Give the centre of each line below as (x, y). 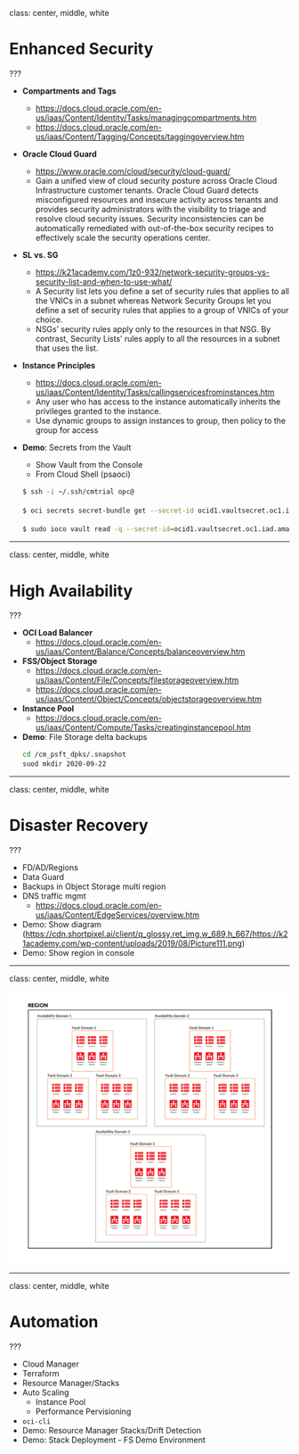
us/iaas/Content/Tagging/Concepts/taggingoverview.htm (140, 137)
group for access (67, 430)
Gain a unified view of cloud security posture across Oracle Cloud (156, 180)
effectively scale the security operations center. (123, 237)
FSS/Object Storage (60, 661)
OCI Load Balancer (57, 633)
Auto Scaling (45, 1392)
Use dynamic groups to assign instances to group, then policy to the (161, 420)
